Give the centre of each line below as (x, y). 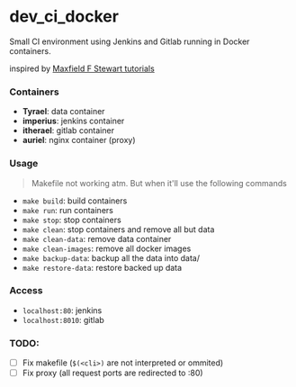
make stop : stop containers (72, 220)
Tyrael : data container (63, 112)
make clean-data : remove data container (97, 238)
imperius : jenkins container (73, 121)
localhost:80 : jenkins (62, 310)
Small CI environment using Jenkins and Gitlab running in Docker (130, 41)
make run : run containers (68, 210)
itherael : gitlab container (68, 130)
